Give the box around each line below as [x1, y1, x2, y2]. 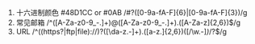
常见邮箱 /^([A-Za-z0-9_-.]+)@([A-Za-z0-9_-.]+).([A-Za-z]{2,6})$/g [15, 18, 240, 27]
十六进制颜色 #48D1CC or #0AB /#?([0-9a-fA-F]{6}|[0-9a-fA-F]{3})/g [15, 8, 248, 17]
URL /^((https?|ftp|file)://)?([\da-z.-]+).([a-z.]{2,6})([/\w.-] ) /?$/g [15, 27, 228, 36]
